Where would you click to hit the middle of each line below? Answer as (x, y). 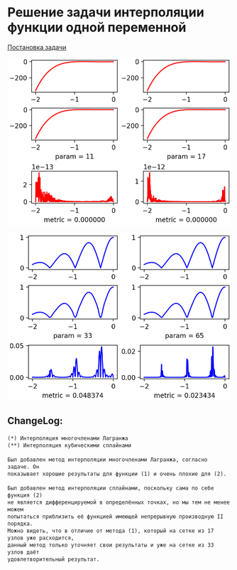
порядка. (20, 524)
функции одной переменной (97, 27)
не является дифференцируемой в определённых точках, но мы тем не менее (119, 502)
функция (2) (25, 495)
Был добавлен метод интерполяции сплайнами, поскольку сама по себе (111, 488)
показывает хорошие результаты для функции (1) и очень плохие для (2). (117, 474)
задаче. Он (23, 467)
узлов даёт (23, 552)
